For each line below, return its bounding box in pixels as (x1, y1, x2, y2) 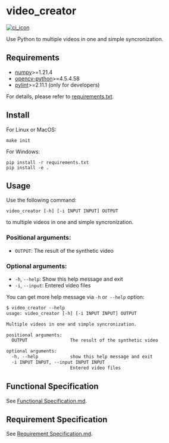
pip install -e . (6, 165, 49, 171)
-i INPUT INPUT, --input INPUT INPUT (11, 360, 105, 365)
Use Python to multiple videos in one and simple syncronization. (6, 35, 164, 42)
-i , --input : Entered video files (14, 281, 91, 289)
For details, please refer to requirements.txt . (6, 92, 114, 100)
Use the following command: (6, 197, 77, 204)
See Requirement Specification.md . (6, 430, 93, 438)
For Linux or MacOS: (6, 126, 57, 133)
